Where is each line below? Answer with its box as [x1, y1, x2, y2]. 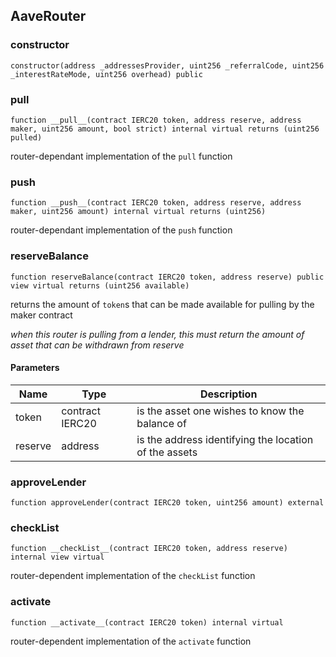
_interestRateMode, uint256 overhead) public [10, 69, 203, 79]
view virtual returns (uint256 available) [10, 280, 190, 291]
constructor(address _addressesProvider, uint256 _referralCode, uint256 [10, 60, 325, 71]
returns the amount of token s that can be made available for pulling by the [10, 298, 315, 310]
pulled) [10, 132, 43, 143]
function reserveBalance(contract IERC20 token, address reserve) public [10, 272, 325, 282]
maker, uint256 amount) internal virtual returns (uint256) [10, 207, 267, 217]
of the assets [136, 445, 198, 459]
